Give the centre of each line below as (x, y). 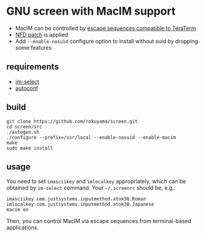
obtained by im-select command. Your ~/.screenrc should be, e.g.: (91, 188)
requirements (33, 67)
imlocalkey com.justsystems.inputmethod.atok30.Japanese (80, 205)
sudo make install (30, 148)
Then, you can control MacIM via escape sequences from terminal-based (99, 221)
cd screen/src (24, 126)
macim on (17, 210)
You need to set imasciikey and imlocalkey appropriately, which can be (96, 181)
